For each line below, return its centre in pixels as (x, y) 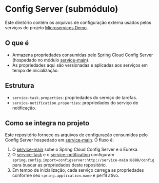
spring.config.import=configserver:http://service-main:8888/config (83, 160)
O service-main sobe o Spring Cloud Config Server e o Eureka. (75, 149)
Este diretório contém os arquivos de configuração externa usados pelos (78, 22)
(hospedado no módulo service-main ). (51, 60)
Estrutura (20, 86)
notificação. (24, 108)
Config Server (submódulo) (62, 9)
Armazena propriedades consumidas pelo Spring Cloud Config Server (82, 55)
